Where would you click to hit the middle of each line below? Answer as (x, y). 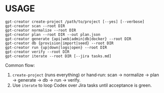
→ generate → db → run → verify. (46, 80)
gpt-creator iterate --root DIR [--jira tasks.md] (58, 56)
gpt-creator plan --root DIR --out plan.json (53, 34)
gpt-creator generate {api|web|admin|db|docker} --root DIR (68, 39)
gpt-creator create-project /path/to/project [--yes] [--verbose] (75, 22)
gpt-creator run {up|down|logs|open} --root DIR (56, 47)
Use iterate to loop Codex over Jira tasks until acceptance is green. (82, 85)
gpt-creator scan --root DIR (35, 26)
